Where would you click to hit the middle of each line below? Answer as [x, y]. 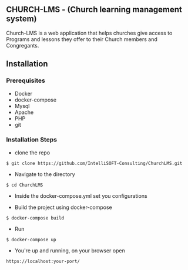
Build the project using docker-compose [63, 207]
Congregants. [23, 45]
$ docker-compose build [35, 218]
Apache [24, 112]
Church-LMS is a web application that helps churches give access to [89, 33]
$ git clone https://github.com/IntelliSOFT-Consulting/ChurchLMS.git [94, 163]
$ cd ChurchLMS [25, 185]
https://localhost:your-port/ [43, 261]
